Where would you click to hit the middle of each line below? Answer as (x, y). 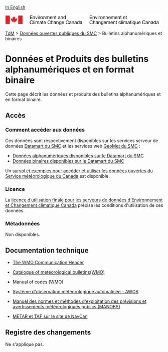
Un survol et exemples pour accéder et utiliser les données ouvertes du (79, 171)
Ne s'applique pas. (25, 344)
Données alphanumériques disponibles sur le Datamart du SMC (78, 156)
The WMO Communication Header (48, 263)
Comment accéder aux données (45, 130)
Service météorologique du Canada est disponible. (58, 176)
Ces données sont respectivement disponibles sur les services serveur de (82, 141)
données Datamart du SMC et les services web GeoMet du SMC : (73, 146)
